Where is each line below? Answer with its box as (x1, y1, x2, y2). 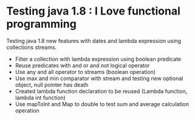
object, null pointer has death (15, 81, 89, 88)
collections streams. (6, 44, 57, 51)
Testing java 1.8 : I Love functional (6, 4, 181, 18)
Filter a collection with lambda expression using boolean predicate (15, 55, 182, 62)
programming (6, 17, 77, 31)
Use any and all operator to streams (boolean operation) (15, 68, 156, 75)
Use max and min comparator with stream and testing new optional (15, 75, 183, 82)
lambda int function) (15, 94, 66, 101)
